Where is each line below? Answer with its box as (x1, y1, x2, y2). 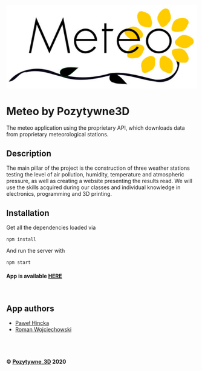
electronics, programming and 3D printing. (6, 190, 112, 198)
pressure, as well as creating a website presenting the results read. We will (6, 178, 192, 185)
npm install (6, 236, 36, 242)
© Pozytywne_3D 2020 (6, 358, 67, 365)
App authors (6, 303, 54, 313)
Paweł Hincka (15, 319, 50, 327)
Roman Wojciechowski (15, 326, 72, 333)
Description (6, 148, 51, 159)
